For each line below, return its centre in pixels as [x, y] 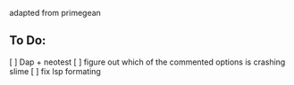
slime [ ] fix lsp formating [55, 71]
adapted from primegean [55, 13]
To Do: [28, 40]
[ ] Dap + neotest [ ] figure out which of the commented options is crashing [147, 62]
